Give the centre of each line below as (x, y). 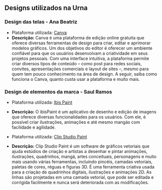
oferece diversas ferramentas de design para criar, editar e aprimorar (81, 43)
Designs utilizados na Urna (46, 8)
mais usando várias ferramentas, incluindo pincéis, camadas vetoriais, (82, 161)
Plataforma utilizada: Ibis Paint (42, 102)
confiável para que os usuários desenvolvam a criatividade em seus (80, 53)
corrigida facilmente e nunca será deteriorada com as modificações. (80, 182)
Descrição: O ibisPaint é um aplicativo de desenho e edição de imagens (84, 112)
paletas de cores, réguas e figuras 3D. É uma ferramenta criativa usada (83, 167)
